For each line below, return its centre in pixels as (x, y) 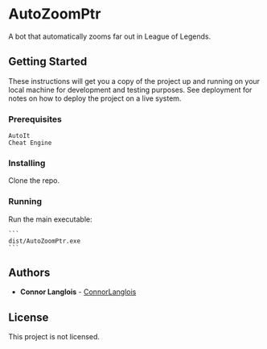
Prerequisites (35, 119)
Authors (29, 273)
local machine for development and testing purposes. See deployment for (130, 89)
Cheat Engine (30, 143)
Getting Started (48, 62)
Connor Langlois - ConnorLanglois (78, 292)
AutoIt (19, 136)
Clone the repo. (34, 181)
